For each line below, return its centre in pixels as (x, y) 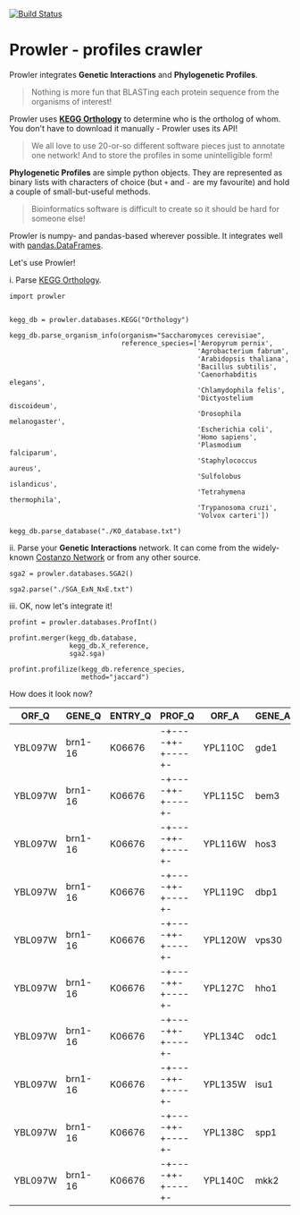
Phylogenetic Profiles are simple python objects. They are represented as (146, 172)
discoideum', (33, 406)
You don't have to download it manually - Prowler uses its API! (124, 128)
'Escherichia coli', (235, 429)
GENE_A (273, 716)
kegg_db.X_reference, (109, 646)
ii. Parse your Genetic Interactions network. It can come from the (130, 548)
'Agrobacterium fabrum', (243, 351)
